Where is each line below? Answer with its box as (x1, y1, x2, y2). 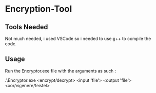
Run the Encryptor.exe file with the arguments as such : (5, 68, 116, 74)
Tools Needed (5, 23, 48, 31)
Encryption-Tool (5, 3, 72, 15)
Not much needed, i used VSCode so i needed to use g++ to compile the (5, 36, 151, 41)
